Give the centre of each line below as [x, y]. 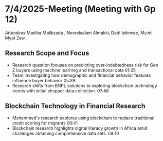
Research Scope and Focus [47, 53]
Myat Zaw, [16, 38]
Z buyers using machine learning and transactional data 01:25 [74, 70]
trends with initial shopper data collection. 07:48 [60, 90]
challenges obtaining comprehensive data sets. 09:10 [65, 133]
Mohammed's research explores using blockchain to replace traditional [83, 118]
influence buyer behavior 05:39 [44, 80]
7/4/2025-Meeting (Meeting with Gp [80, 9]
